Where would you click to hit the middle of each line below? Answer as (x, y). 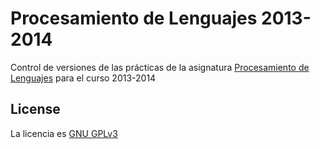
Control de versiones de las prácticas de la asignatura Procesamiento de (160, 67)
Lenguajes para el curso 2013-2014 (83, 78)
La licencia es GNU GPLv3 (64, 133)
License (35, 109)
